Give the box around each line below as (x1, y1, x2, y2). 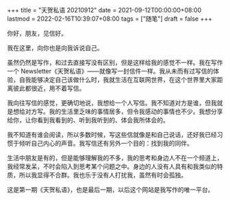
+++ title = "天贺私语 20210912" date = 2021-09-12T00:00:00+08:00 (7, 6, 202, 14)
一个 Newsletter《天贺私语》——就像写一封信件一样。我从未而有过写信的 (7, 67, 214, 75)
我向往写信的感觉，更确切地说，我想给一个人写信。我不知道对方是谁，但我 (7, 99, 217, 107)
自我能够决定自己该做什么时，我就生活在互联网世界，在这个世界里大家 (18, 76, 217, 84)
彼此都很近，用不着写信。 (12, 85, 86, 92)
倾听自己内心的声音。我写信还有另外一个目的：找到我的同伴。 (18, 140, 193, 147)
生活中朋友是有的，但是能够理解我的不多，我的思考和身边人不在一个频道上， (7, 154, 223, 162)
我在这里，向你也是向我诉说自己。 (7, 44, 103, 52)
